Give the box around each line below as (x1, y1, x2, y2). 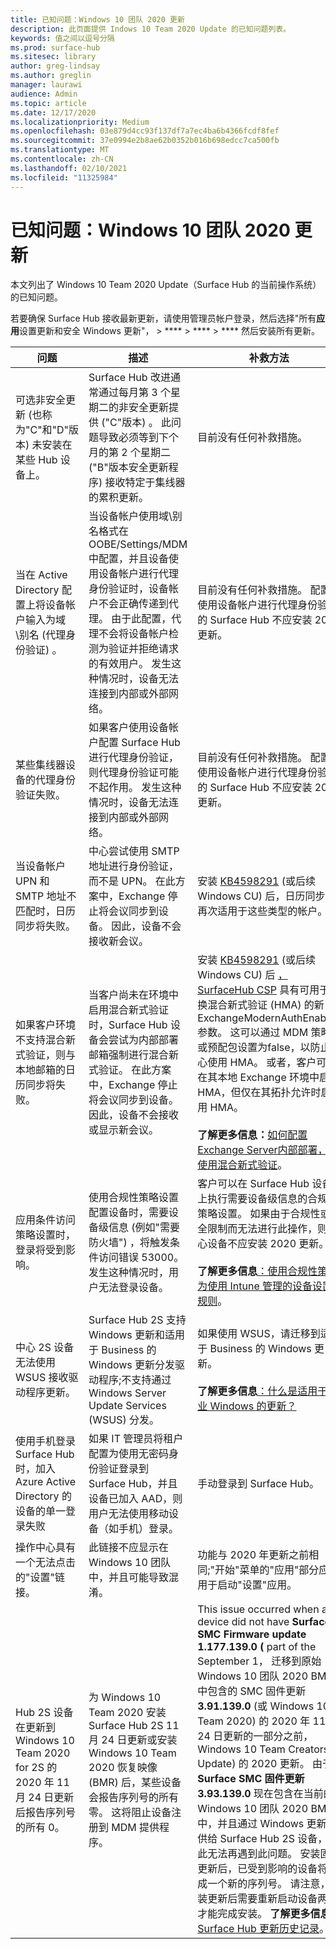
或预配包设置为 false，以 (197, 1041, 311, 1055)
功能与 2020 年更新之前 (197, 1548, 310, 1562)
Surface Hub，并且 (88, 1477, 178, 1491)
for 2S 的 (15, 1761, 58, 1775)
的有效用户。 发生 (88, 657, 172, 671)
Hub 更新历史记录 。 (236, 1922, 330, 1936)
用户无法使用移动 (88, 1507, 170, 1521)
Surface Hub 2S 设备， (219, 1832, 328, 1846)
